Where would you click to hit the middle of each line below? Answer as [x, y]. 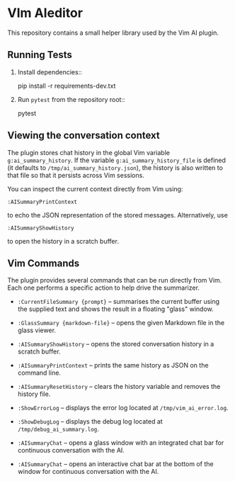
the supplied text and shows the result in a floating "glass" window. [115, 309]
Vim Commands [44, 263]
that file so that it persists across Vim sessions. [76, 175]
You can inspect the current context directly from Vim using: [95, 188]
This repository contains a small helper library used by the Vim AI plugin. [113, 33]
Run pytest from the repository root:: [71, 99]
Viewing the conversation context [84, 136]
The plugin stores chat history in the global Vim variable [88, 152]
